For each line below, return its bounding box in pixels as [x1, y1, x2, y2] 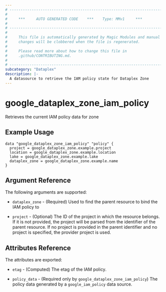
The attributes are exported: [5, 257, 63, 263]
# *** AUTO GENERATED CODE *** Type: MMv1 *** [5, 16, 142, 21]
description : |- [5, 72, 39, 77]
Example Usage [5, 128, 54, 136]
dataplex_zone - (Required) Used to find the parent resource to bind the [12, 199, 158, 205]
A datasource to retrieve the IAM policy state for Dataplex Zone [9, 76, 149, 81]
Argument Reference [5, 176, 71, 184]
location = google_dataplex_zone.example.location [9, 150, 116, 155]
